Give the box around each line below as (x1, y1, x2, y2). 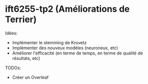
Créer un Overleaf (12, 74, 49, 80)
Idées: (5, 30, 18, 36)
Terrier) (5, 14, 37, 25)
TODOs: (5, 65, 21, 71)
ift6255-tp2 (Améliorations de (5, 3, 130, 15)
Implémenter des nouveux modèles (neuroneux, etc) (12, 45, 119, 51)
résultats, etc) (12, 55, 41, 61)
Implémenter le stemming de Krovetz (12, 39, 87, 45)
